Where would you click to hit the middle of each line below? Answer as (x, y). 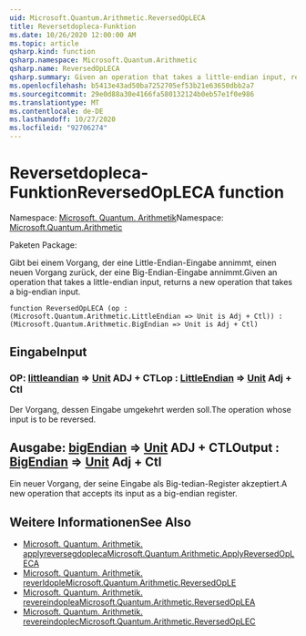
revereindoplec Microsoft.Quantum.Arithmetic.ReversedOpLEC (139, 621)
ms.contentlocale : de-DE (56, 111)
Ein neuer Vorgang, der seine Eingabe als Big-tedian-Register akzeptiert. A (148, 484)
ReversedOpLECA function (181, 193)
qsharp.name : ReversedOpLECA (65, 69)
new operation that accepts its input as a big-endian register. (124, 494)
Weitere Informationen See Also (100, 522)
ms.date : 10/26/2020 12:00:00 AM (73, 35)
